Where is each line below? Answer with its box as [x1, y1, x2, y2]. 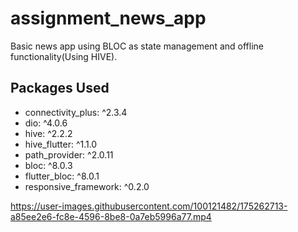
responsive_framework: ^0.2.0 [24, 180, 150, 192]
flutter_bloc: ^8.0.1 [24, 170, 100, 182]
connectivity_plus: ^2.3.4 [24, 106, 128, 118]
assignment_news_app [10, 7, 207, 30]
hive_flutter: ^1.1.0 [24, 138, 98, 150]
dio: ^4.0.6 [24, 117, 68, 129]
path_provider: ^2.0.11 [24, 148, 114, 161]
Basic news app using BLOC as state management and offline [10, 40, 264, 52]
